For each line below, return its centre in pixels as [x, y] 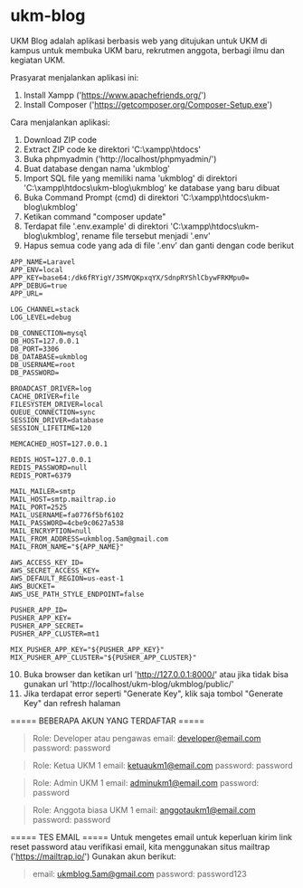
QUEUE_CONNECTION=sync [53, 412]
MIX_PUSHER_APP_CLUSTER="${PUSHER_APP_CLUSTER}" [104, 657]
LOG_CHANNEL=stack [45, 309]
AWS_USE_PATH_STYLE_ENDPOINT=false [77, 594]
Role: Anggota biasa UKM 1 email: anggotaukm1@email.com [144, 809]
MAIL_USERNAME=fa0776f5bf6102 [67, 515]
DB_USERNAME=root [43, 364]
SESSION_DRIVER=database [57, 420]
